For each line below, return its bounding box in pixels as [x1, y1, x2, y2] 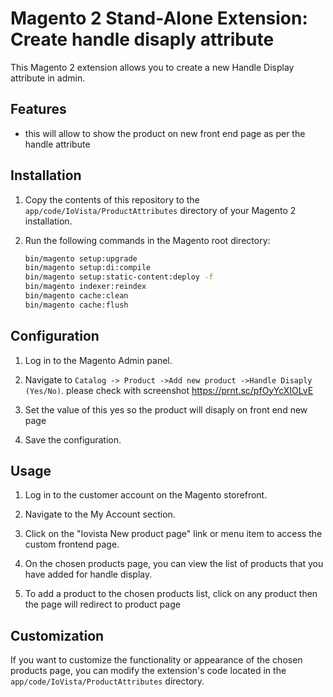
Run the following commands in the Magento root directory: [24, 234, 271, 246]
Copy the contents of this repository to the [24, 193, 200, 206]
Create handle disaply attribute [10, 28, 275, 51]
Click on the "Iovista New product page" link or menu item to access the [24, 528, 323, 540]
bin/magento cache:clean [24, 291, 129, 301]
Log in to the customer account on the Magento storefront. [24, 489, 268, 501]
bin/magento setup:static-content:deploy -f [24, 272, 214, 282]
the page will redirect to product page [24, 598, 181, 611]
